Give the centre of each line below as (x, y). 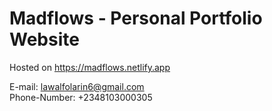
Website (44, 39)
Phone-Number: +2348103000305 (81, 97)
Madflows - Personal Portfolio (136, 18)
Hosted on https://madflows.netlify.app (90, 67)
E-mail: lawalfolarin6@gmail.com (77, 86)
